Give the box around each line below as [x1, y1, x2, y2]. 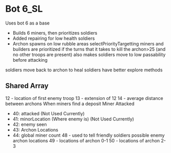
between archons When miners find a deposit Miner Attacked [5, 100, 134, 107]
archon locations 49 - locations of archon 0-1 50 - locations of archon [12, 137, 160, 143]
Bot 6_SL [5, 3, 43, 15]
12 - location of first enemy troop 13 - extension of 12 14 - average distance [5, 95, 163, 101]
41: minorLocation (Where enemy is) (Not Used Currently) [12, 116, 134, 122]
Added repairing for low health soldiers [12, 35, 95, 41]
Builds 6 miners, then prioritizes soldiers [12, 30, 97, 36]
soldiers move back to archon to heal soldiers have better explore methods [5, 67, 163, 73]
